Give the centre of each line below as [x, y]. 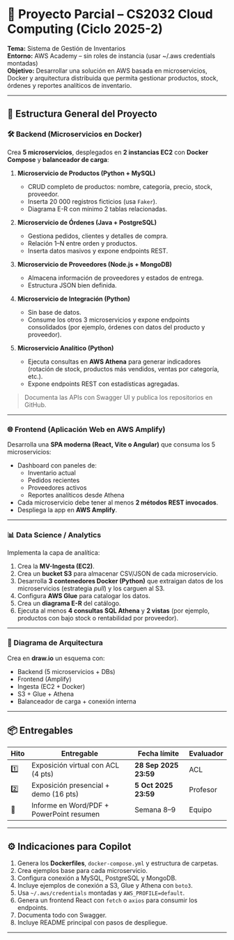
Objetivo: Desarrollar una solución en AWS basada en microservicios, [107, 70]
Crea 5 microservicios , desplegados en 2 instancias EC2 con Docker [108, 152]
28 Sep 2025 [157, 766]
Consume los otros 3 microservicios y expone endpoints [109, 320]
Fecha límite [158, 754]
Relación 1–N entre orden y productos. [83, 243]
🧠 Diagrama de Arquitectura [55, 643]
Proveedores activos [57, 487]
